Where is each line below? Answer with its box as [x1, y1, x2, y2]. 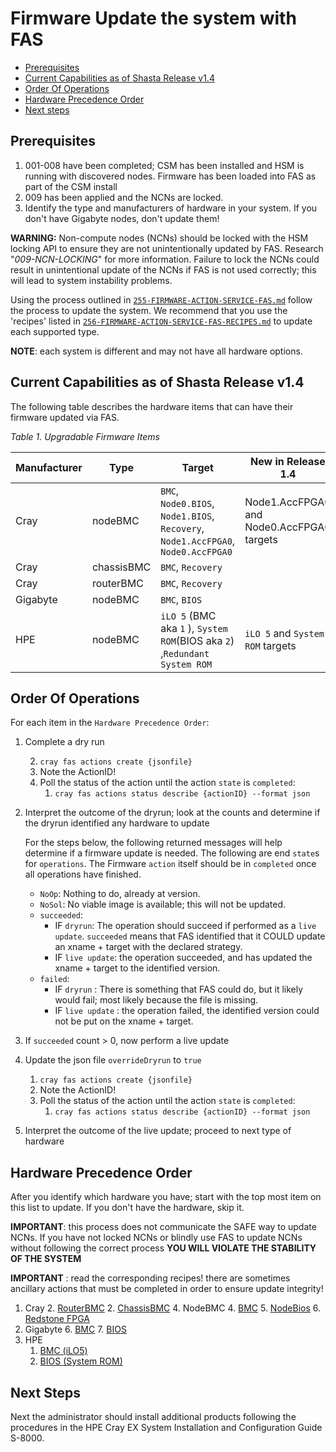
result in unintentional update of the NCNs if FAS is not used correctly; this [10, 263, 317, 276]
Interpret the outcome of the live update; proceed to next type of [24, 1125, 292, 1137]
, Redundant [160, 646, 210, 660]
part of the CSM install [24, 180, 118, 192]
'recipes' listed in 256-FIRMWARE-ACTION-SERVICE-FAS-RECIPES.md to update [10, 315, 313, 327]
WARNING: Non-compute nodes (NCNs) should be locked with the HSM [10, 232, 309, 244]
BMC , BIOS [160, 592, 203, 606]
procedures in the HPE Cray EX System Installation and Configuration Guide [10, 1422, 323, 1433]
